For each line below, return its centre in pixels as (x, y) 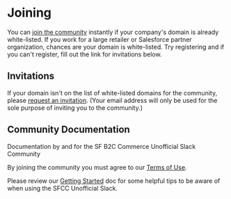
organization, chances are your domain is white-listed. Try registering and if (116, 47)
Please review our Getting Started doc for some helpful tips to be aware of (114, 181)
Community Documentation (69, 130)
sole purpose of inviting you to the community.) (75, 108)
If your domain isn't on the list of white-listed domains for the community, (112, 93)
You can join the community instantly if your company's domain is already (113, 32)
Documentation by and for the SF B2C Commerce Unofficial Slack (102, 146)
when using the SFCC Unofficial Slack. (63, 188)
